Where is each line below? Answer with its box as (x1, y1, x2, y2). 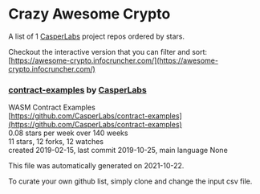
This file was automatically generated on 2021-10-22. (8, 161, 185, 171)
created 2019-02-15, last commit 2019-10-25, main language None (8, 146, 229, 155)
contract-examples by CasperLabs (8, 84, 147, 95)
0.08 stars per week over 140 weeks (8, 128, 128, 138)
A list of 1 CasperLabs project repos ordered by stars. (8, 31, 185, 41)
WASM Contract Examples (8, 102, 96, 113)
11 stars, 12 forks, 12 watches (8, 137, 104, 147)
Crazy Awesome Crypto (8, 5, 171, 23)
